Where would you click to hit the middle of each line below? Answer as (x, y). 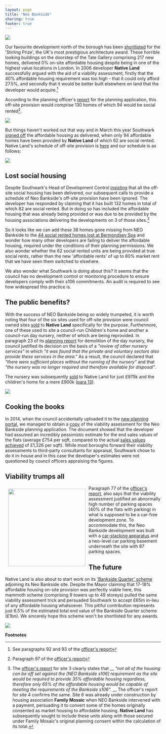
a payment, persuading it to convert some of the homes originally (79, 705)
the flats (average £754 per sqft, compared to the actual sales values (75, 440)
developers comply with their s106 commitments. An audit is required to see (82, 282)
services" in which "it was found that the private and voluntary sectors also (82, 351)
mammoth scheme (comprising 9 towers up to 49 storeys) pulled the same (81, 595)
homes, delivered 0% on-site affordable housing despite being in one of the (82, 63)
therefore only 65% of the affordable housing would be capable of (80, 684)
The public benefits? (38, 302)
